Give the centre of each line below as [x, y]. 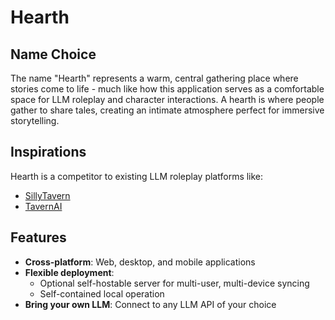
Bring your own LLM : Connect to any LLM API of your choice [150, 304]
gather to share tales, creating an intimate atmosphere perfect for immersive [167, 110]
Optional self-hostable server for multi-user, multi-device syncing [174, 283]
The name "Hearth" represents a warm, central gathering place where [154, 78]
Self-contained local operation [102, 293]
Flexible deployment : [69, 272]
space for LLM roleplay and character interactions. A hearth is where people [167, 99]
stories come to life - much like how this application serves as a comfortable [167, 89]
